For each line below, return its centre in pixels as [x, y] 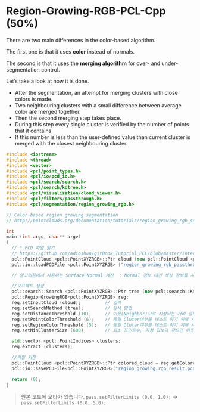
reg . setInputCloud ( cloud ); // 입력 [66, 303]
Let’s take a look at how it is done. [48, 81]
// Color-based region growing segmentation [62, 215]
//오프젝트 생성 [28, 286]
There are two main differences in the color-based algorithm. [81, 40]
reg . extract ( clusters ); [42, 347]
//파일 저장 [24, 358]
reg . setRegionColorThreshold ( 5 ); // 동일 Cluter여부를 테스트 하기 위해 [100, 325]
